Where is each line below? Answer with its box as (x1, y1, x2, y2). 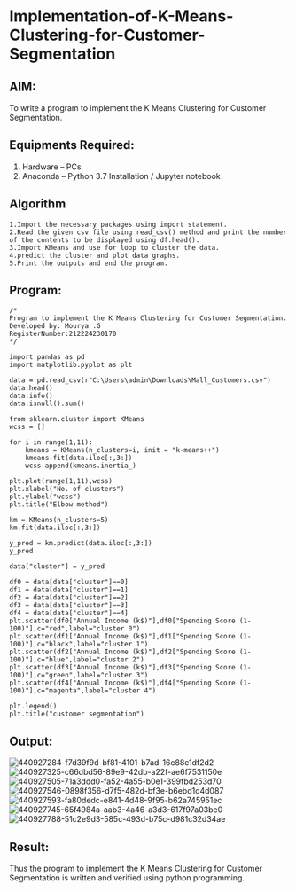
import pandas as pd (9, 353, 86, 362)
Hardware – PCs (21, 161, 82, 172)
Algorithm (9, 197, 66, 212)
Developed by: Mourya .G (9, 322, 101, 331)
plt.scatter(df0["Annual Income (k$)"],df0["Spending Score (9, 616, 237, 626)
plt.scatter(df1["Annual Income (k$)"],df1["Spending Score (9, 632, 237, 641)
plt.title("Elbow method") (9, 500, 109, 509)
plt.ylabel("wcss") (9, 492, 82, 502)
